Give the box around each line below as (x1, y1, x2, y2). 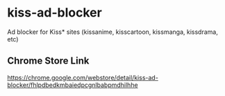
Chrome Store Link (7, 55, 90, 67)
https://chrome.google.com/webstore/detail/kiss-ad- (7, 73, 158, 81)
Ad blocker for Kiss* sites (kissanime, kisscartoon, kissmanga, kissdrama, (7, 28, 219, 36)
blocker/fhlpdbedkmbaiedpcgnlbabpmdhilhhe (7, 81, 138, 89)
